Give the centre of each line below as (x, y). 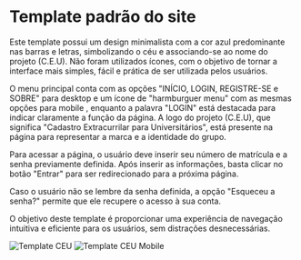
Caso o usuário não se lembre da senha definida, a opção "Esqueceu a (142, 191)
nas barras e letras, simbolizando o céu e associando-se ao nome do (139, 51)
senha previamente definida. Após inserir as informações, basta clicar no (146, 164)
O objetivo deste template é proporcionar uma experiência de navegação (146, 218)
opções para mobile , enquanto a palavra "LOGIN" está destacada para (142, 107)
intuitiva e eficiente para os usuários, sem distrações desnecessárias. (140, 228)
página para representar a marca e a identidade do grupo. (118, 136)
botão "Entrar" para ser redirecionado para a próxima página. (124, 174)
